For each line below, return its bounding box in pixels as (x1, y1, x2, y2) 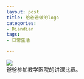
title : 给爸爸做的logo (6, 15, 60, 21)
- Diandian (6, 26, 34, 32)
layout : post (6, 9, 40, 15)
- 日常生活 (6, 37, 30, 43)
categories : (6, 20, 37, 26)
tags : (6, 32, 20, 38)
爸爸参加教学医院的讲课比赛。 (6, 66, 81, 73)
